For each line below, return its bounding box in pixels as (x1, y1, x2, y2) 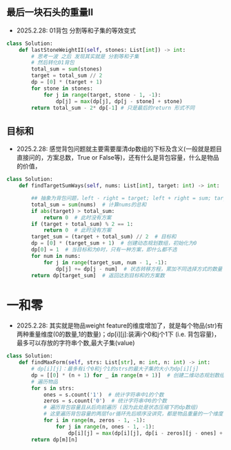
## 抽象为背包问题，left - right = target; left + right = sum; (31, 195, 212, 202)
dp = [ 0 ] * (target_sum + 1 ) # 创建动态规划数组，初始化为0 (31, 240, 197, 247)
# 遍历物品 (31, 378, 59, 385)
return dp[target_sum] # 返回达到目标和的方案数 (31, 272, 165, 279)
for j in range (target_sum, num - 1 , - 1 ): (43, 259, 168, 266)
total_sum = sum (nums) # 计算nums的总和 (31, 201, 147, 208)
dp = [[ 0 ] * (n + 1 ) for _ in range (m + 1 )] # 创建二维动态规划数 (31, 372, 220, 379)
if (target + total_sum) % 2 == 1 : (31, 221, 134, 227)
